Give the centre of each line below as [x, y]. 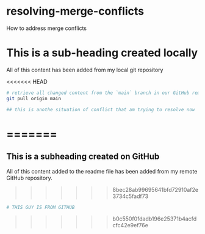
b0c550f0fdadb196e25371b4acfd [155, 219]
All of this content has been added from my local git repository [85, 70]
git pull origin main [34, 98]
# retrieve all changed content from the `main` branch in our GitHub [98, 93]
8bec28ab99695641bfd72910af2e [156, 189]
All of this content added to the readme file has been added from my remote [102, 171]
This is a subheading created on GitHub [83, 157]
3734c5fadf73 [130, 196]
